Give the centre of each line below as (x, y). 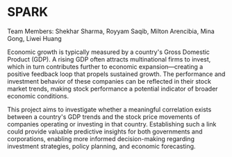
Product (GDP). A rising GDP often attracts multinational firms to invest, (109, 59)
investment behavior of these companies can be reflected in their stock (109, 81)
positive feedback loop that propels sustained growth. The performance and (116, 74)
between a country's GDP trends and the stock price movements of (103, 117)
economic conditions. (38, 96)
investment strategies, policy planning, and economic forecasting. (101, 146)
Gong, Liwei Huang (35, 38)
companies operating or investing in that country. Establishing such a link (112, 124)
